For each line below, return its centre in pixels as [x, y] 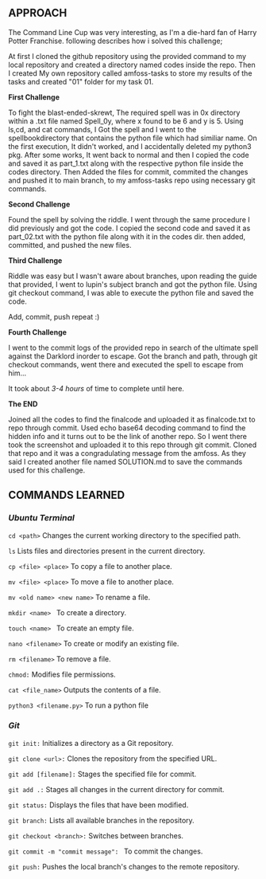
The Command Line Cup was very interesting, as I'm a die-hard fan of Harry [133, 32]
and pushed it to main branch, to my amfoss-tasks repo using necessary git [132, 180]
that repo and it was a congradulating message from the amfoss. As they [127, 453]
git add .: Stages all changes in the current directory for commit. [116, 789]
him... [17, 373]
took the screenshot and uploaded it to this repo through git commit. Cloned [133, 445]
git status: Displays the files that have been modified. [98, 805]
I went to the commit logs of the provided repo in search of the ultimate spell [133, 347]
